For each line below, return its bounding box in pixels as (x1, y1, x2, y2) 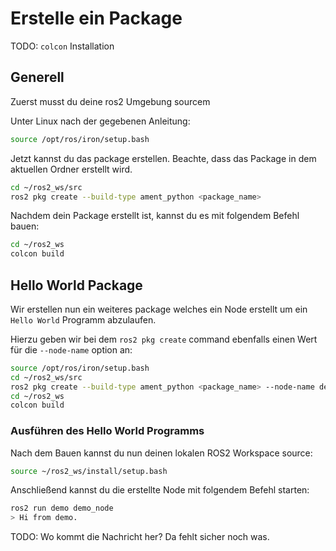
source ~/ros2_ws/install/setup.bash (10, 466, 168, 476)
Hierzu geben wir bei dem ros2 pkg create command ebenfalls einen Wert (10, 333, 318, 345)
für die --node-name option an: (10, 343, 133, 356)
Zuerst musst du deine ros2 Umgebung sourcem (10, 95, 211, 107)
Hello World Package (10, 277, 143, 294)
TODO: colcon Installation (10, 40, 115, 52)
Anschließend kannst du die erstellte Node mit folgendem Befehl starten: (10, 484, 310, 496)
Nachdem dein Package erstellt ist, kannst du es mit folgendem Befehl (10, 210, 300, 222)
